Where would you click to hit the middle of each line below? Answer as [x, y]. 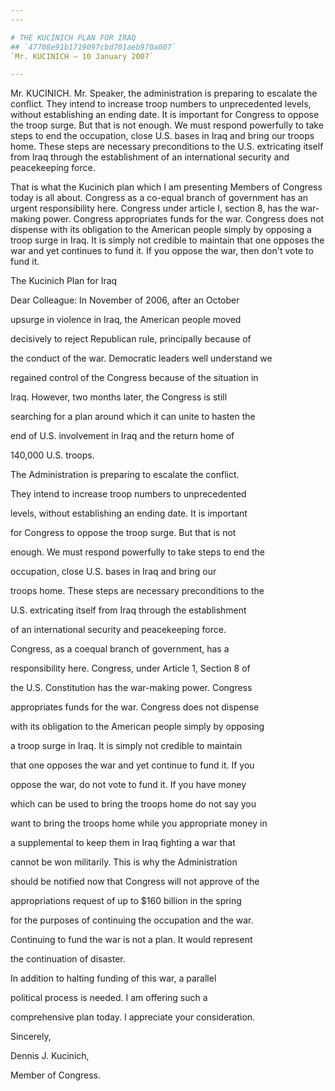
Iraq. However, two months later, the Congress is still [119, 397]
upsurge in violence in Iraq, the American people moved [126, 320]
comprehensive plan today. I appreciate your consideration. [133, 1017]
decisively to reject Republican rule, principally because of [131, 339]
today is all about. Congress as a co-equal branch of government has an [159, 198]
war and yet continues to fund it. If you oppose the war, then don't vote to [162, 251]
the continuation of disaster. [68, 959]
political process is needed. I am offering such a [109, 998]
